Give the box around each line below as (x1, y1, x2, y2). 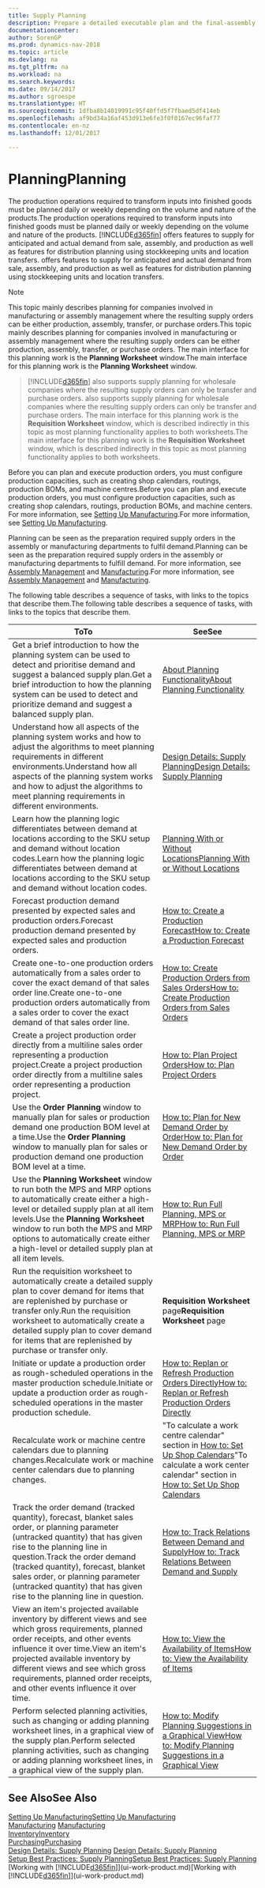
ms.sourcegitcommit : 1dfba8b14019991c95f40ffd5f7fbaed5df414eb (8, 107, 221, 115)
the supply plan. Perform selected (12, 1735, 136, 1746)
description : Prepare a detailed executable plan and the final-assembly (8, 19, 256, 27)
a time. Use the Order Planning (12, 1131, 126, 1142)
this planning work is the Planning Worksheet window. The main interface (8, 352, 248, 362)
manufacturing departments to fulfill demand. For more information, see (8, 558, 242, 567)
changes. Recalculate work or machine (12, 1454, 154, 1465)
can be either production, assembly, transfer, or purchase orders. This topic (8, 319, 252, 329)
